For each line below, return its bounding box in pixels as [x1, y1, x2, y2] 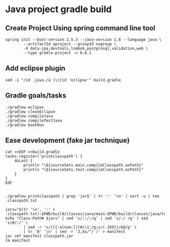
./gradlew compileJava [5, 113, 53, 118]
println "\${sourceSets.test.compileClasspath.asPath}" [23, 167, 144, 173]
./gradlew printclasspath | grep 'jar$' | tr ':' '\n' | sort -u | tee [5, 194, 159, 199]
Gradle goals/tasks [5, 91, 67, 100]
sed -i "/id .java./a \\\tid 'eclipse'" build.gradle [5, 77, 121, 83]
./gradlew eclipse [5, 105, 44, 110]
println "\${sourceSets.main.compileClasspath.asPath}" [23, 163, 144, 168]
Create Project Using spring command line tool [5, 24, 155, 32]
